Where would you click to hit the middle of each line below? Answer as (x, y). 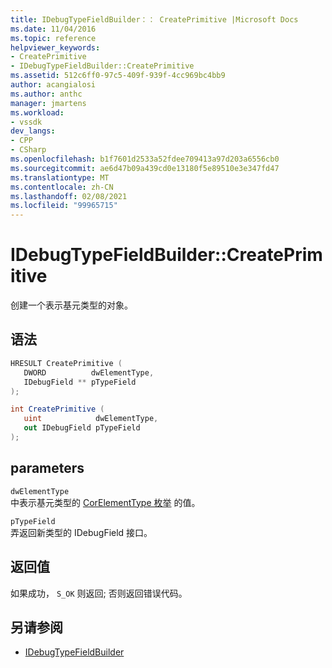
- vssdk (26, 122)
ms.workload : (37, 112)
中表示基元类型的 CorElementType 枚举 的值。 (105, 502)
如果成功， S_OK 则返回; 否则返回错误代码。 (99, 593)
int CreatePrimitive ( (57, 409)
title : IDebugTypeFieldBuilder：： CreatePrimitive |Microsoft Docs (154, 19)
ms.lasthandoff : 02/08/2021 (69, 196)
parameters (47, 468)
